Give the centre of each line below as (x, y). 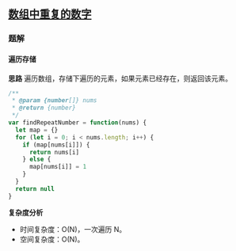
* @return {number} (44, 108)
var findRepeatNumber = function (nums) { (78, 123)
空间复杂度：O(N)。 (52, 239)
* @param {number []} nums (54, 101)
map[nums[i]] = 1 (58, 167)
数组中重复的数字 (50, 14)
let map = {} (37, 130)
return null (35, 188)
